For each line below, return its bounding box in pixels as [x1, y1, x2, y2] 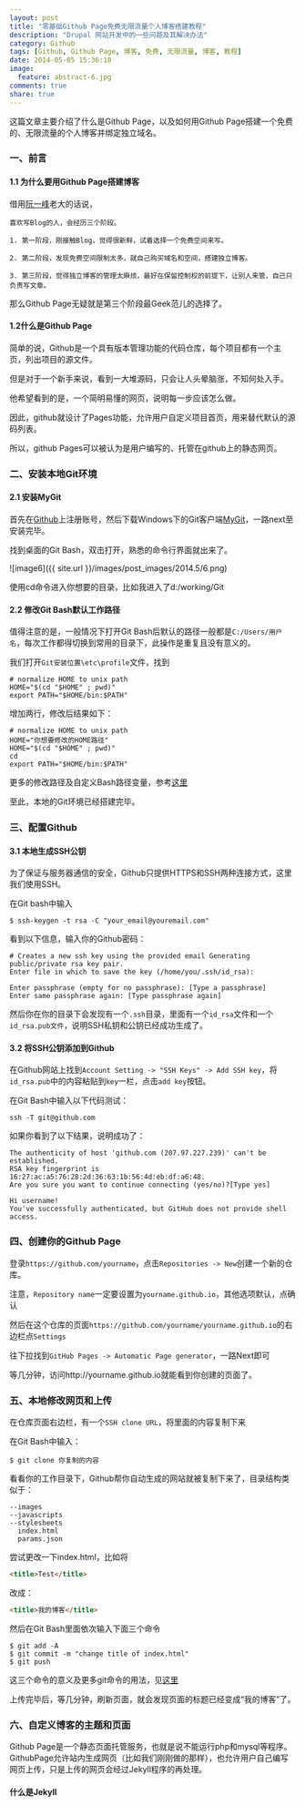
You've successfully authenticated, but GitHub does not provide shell [9, 1204, 287, 1214]
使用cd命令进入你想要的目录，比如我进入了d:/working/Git [9, 581, 225, 592]
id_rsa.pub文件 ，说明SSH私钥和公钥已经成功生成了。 [9, 1020, 208, 1031]
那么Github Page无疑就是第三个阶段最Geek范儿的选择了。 [9, 298, 228, 309]
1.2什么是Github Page [9, 321, 93, 332]
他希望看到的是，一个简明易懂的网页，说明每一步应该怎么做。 [9, 393, 241, 403]
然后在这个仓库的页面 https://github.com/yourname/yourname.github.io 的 [9, 1319, 285, 1330]
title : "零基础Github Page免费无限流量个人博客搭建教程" [9, 22, 207, 31]
